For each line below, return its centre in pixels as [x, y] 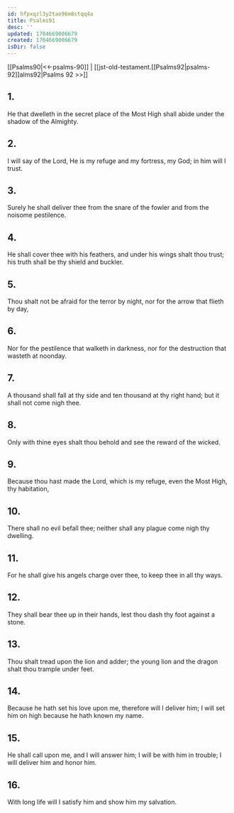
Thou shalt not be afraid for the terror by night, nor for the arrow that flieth [116, 301]
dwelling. [21, 536]
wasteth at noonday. [37, 356]
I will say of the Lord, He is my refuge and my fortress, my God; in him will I [117, 161]
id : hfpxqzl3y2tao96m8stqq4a [50, 14]
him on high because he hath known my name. [76, 716]
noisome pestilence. [37, 215]
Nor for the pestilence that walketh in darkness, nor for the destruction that [117, 348]
